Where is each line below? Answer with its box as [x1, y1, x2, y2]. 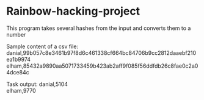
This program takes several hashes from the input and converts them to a [6, 24, 191, 32]
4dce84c [6, 68, 29, 76]
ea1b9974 [6, 55, 31, 63]
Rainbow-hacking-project [6, 4, 140, 18]
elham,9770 [6, 87, 37, 94]
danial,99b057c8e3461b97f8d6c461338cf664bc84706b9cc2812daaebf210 [6, 49, 197, 56]
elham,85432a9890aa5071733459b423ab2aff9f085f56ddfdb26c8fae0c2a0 [6, 62, 199, 70]
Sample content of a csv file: [6, 43, 78, 50]
